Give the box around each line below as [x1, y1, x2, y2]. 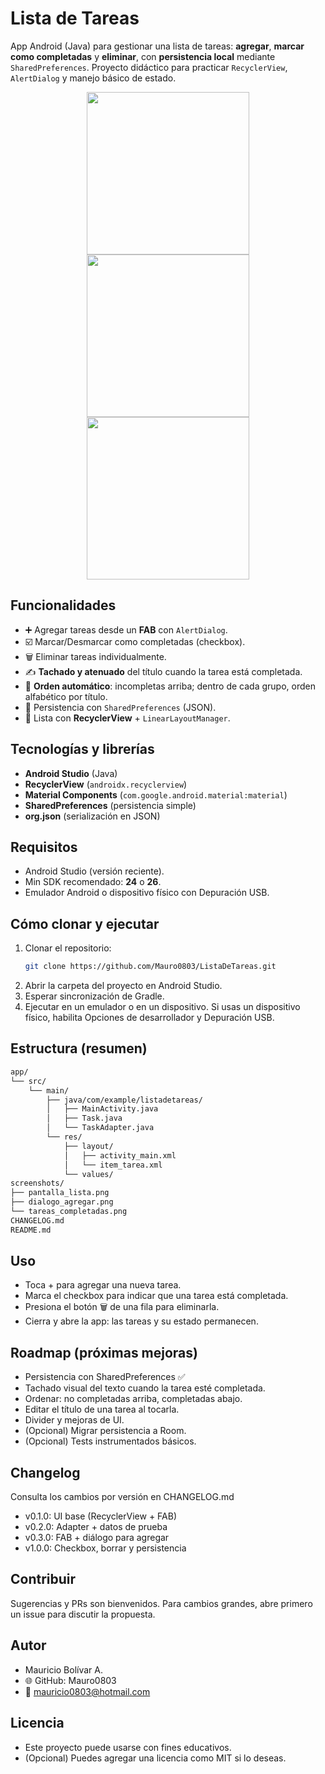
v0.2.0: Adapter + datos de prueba [24, 1521, 168, 1533]
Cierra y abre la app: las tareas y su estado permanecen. [24, 1315, 259, 1327]
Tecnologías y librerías [10, 741, 155, 758]
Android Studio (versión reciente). [24, 865, 165, 877]
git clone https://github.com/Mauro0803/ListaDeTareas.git [24, 962, 277, 972]
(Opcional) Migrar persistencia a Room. [24, 1425, 187, 1437]
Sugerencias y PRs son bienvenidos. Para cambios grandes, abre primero [10, 1597, 313, 1609]
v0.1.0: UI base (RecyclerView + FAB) [24, 1510, 178, 1522]
